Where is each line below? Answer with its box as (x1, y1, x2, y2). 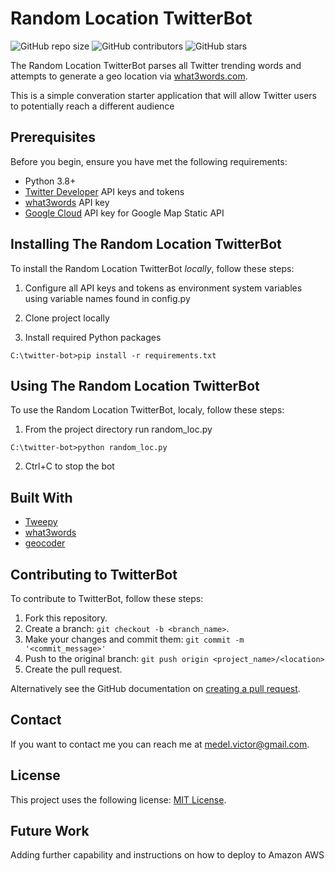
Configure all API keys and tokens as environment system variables (24, 282, 303, 294)
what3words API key (24, 196, 110, 208)
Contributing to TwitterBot (10, 566, 178, 583)
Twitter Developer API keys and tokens (24, 185, 185, 197)
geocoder (24, 537, 66, 549)
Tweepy (24, 516, 58, 528)
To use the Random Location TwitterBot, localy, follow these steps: (10, 404, 285, 416)
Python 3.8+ (24, 175, 77, 187)
